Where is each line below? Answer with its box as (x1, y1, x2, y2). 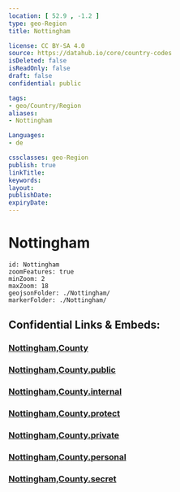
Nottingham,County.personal (8, 451, 127, 463)
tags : (8, 94, 27, 102)
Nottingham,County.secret (8, 473, 117, 484)
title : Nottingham (8, 27, 71, 35)
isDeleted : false (8, 57, 67, 65)
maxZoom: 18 (8, 282, 49, 290)
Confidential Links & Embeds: (8, 318, 161, 332)
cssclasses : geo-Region (8, 153, 89, 162)
